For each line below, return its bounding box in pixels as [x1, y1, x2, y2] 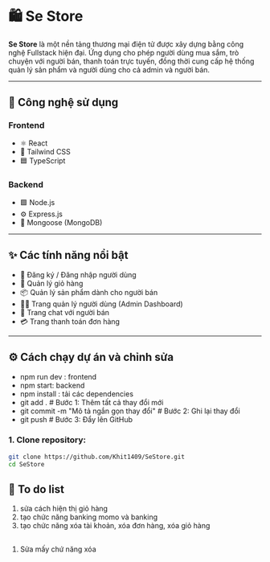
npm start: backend [19, 380, 85, 390]
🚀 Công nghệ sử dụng [8, 96, 119, 109]
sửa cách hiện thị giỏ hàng [19, 504, 108, 514]
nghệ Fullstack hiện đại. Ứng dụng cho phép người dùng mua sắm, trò [8, 47, 239, 57]
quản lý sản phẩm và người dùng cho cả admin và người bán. [8, 64, 211, 74]
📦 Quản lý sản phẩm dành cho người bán [19, 287, 158, 297]
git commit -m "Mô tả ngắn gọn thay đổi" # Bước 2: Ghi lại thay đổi [19, 406, 241, 416]
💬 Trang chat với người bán [19, 307, 110, 317]
